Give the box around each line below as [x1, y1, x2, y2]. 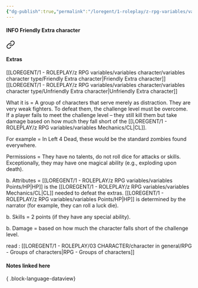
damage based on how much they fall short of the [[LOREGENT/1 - [6, 118, 167, 125]
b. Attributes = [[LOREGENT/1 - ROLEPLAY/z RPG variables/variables [6, 177, 173, 184]
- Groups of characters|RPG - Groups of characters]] [6, 249, 135, 256]
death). [6, 166, 24, 173]
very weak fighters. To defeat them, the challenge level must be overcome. [6, 105, 188, 112]
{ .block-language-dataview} [6, 275, 76, 282]
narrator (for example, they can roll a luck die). [6, 202, 119, 209]
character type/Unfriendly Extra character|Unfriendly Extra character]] [6, 88, 178, 95]
